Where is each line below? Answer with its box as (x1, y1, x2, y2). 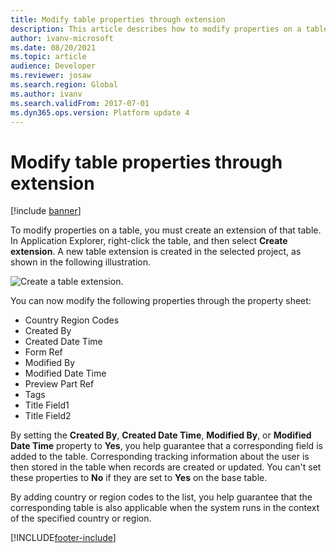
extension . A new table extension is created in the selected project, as (10, 246, 302, 258)
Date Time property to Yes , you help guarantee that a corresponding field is (10, 440, 323, 452)
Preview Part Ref (24, 378, 95, 390)
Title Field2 (24, 410, 72, 422)
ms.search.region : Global (10, 80, 118, 90)
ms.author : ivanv (10, 89, 83, 99)
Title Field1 (24, 399, 70, 411)
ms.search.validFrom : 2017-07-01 (10, 98, 150, 108)
